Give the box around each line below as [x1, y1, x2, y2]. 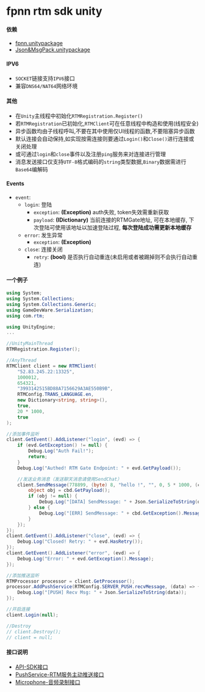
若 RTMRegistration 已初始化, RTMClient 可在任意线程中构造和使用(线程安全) [15, 119, 199, 127]
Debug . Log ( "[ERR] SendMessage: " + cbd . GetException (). [38, 510, 184, 516]
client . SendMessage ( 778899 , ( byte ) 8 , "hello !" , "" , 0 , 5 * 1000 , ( [17, 482, 198, 488]
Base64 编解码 [15, 165, 48, 173]
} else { [28, 505, 51, 511]
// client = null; [6, 634, 53, 641]
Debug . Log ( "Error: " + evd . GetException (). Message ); [17, 556, 154, 562]
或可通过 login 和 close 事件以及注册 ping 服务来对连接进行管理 [15, 150, 167, 157]
